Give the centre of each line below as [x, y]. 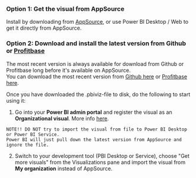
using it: [16, 100]
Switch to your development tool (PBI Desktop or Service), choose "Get [102, 155]
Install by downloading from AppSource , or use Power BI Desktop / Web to [97, 22]
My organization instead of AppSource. [64, 169]
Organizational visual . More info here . [62, 118]
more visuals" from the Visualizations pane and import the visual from [100, 162]
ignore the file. [28, 145]
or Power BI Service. [33, 134]
